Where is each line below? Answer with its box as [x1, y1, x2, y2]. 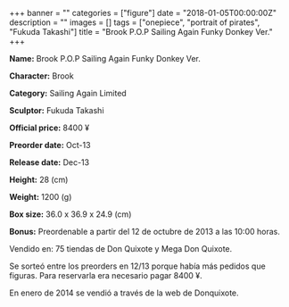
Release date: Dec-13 [9, 157, 90, 168]
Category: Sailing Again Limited [9, 88, 127, 98]
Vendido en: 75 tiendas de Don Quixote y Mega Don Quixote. [9, 244, 233, 253]
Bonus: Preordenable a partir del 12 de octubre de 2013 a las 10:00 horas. [9, 227, 281, 236]
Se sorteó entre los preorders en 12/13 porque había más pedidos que [9, 261, 266, 271]
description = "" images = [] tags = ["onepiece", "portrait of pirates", [9, 17, 260, 28]
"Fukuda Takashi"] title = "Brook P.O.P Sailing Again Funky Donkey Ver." [9, 27, 274, 37]
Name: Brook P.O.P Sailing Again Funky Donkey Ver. [9, 54, 201, 63]
